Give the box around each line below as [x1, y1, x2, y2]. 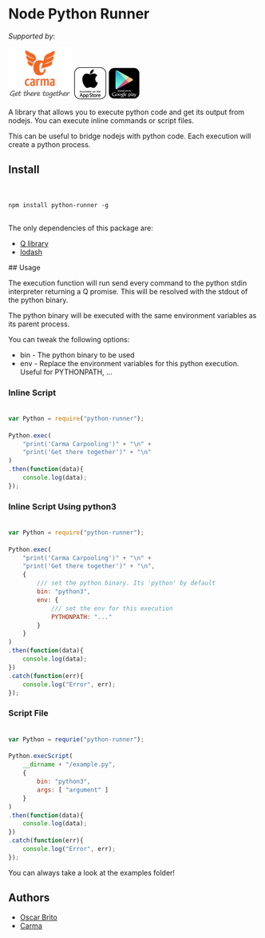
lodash [19, 247, 42, 257]
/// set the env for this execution [50, 605, 173, 613]
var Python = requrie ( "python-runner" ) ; [8, 735, 145, 744]
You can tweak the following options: [8, 334, 130, 344]
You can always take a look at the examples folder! [8, 868, 176, 877]
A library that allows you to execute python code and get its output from [8, 107, 245, 117]
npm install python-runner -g [8, 201, 109, 209]
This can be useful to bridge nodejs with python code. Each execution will [8, 131, 251, 141]
